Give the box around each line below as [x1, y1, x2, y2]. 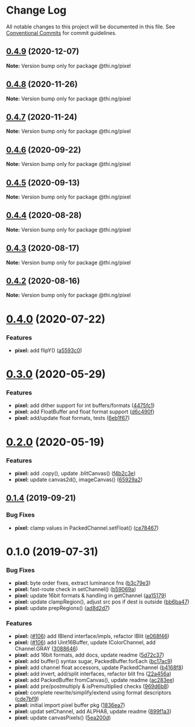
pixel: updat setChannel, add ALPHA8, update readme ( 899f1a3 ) [14, 708, 172, 715]
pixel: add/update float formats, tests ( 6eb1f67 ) [14, 415, 130, 422]
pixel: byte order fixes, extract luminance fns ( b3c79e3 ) [14, 579, 151, 586]
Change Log [6, 4, 67, 17]
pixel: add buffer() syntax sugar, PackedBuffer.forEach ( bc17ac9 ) [14, 658, 173, 665]
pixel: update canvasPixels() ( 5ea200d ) [14, 714, 111, 721]
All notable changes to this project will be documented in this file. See [6, 23, 176, 30]
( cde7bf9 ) [14, 695, 39, 703]
